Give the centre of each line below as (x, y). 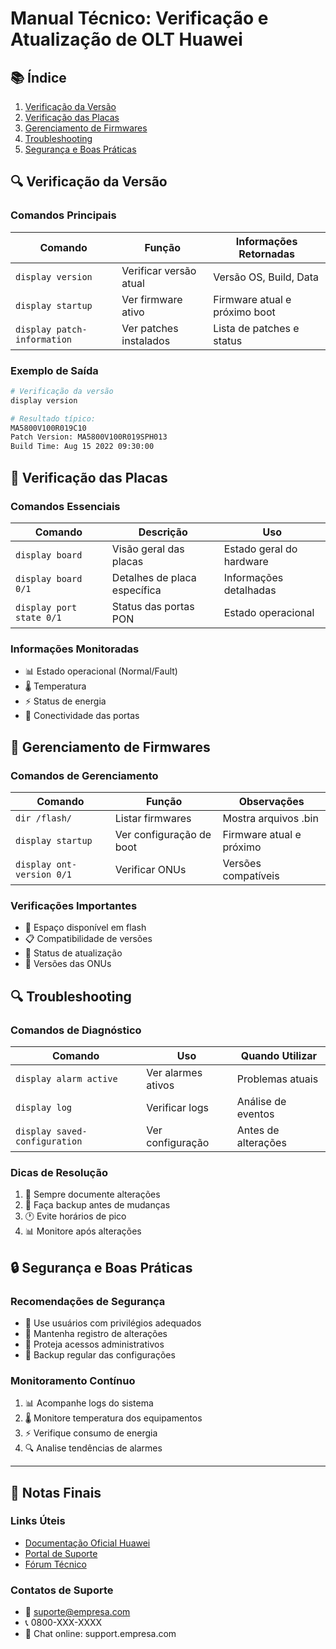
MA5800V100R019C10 (48, 428)
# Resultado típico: (53, 418)
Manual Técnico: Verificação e (139, 18)
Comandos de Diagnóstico (76, 1030)
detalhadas (250, 590)
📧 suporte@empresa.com (77, 1612)
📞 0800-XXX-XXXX (63, 1623)
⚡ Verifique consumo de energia (91, 1433)
